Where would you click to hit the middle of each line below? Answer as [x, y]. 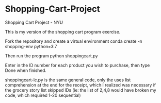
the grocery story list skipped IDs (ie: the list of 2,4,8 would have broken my [81, 90]
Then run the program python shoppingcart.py [51, 56]
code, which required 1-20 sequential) [43, 95]
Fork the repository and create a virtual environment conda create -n [74, 41]
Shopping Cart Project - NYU [34, 22]
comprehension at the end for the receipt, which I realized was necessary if [80, 85]
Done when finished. [26, 70]
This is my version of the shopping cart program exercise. [63, 32]
